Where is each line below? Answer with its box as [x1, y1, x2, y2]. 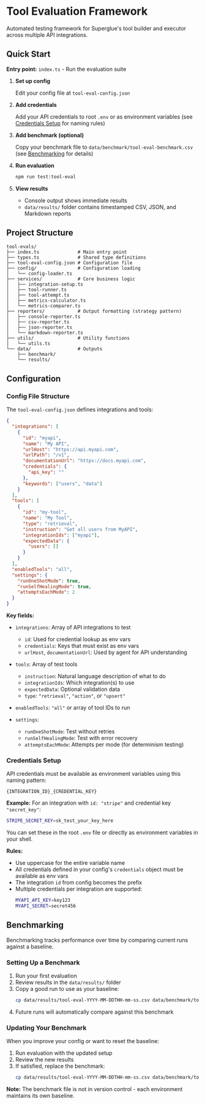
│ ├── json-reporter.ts [6, 325, 72, 331]
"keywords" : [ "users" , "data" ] [22, 481, 103, 487]
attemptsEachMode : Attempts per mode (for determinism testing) [24, 741, 184, 748]
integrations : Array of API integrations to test [15, 624, 131, 631]
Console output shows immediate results [24, 197, 127, 204]
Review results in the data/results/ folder [15, 979, 121, 986]
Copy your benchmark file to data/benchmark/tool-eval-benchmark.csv [15, 143, 193, 151]
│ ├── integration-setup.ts [6, 282, 84, 288]
